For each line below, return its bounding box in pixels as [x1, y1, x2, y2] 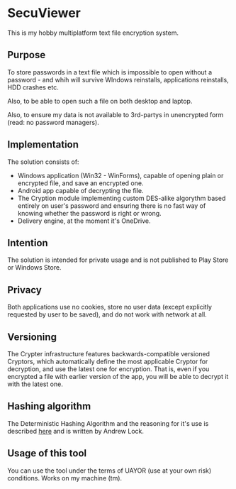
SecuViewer [7, 5, 82, 21]
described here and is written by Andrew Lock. [7, 427, 144, 435]
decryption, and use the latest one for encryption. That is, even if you [7, 365, 210, 373]
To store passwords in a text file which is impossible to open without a [7, 67, 213, 76]
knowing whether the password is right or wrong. [17, 209, 162, 217]
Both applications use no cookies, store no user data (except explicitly [7, 303, 213, 312]
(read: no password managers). [7, 118, 99, 126]
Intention [7, 236, 48, 249]
